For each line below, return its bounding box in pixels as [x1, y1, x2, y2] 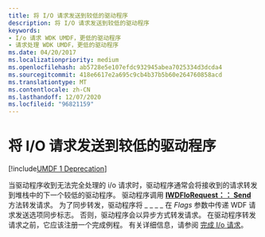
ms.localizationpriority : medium [8, 56, 119, 64]
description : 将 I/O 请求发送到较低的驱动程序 [8, 19, 150, 27]
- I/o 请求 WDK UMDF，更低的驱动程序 [8, 33, 122, 42]
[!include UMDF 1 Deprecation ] [8, 164, 107, 173]
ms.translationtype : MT [8, 78, 88, 86]
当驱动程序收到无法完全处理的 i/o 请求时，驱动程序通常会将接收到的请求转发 [8, 181, 258, 190]
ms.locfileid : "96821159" [8, 100, 94, 108]
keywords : [8, 26, 41, 34]
